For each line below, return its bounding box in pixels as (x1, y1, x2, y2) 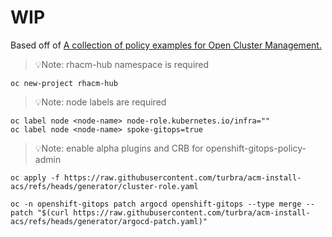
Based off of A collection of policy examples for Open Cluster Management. (10, 39, 322, 51)
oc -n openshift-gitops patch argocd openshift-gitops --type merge (10, 199, 302, 209)
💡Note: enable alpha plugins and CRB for (34, 142, 204, 154)
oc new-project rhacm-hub (10, 78, 118, 88)
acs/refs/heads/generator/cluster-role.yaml (10, 181, 199, 191)
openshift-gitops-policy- (205, 142, 307, 154)
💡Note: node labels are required (34, 96, 167, 108)
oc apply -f (10, 172, 60, 183)
